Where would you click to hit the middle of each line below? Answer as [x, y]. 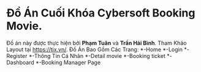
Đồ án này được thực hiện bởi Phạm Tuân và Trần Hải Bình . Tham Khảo [97, 43]
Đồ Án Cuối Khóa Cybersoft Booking [101, 13]
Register [17, 56]
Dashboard [21, 62]
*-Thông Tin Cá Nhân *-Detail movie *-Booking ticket [97, 56]
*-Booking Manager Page [68, 62]
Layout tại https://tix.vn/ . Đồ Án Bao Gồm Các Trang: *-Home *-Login [94, 49]
